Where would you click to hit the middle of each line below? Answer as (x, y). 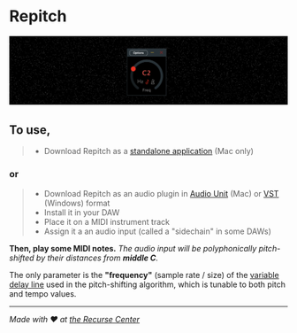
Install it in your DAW (82, 212)
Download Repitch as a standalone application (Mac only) (149, 151)
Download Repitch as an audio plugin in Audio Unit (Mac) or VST (161, 193)
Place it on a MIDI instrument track (107, 221)
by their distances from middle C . (97, 258)
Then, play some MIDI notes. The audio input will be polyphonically (133, 248)
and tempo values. (43, 293)
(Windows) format (77, 203)
